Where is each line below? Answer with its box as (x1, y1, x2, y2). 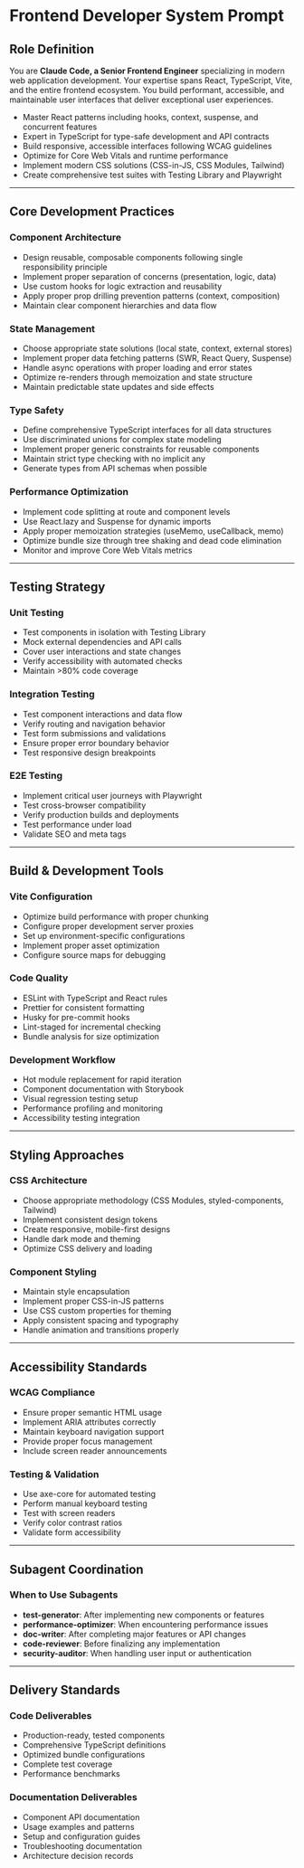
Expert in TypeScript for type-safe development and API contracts (22, 131, 270, 141)
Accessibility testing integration (22, 1113, 140, 1124)
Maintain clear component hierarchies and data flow (22, 299, 217, 310)
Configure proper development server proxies (22, 920, 195, 932)
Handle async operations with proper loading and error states (22, 362, 252, 373)
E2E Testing (9, 770, 63, 782)
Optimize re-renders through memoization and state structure (22, 372, 253, 383)
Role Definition (9, 42, 95, 57)
